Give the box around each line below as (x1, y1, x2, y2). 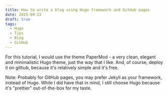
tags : (5, 21, 17, 27)
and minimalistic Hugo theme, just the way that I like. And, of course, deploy (5, 59, 163, 65)
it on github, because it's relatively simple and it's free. (5, 64, 119, 70)
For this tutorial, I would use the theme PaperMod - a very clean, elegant (5, 54, 156, 60)
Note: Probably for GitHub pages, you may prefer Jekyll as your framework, (5, 74, 162, 80)
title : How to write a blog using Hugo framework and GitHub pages (5, 7, 150, 13)
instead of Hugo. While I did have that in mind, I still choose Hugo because (5, 79, 160, 85)
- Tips (10, 31, 24, 36)
